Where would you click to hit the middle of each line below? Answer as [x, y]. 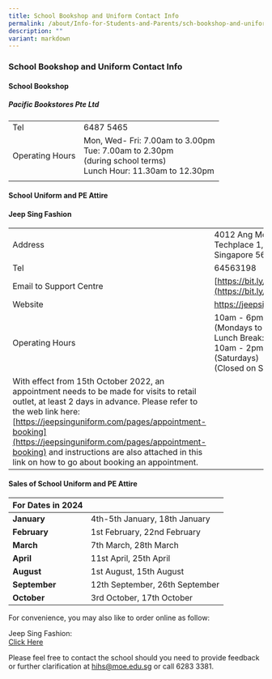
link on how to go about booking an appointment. [105, 462]
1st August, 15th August [137, 571]
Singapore [234, 254]
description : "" [36, 31]
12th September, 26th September [155, 584]
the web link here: [46, 411]
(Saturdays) [236, 358]
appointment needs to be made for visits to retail [104, 391]
